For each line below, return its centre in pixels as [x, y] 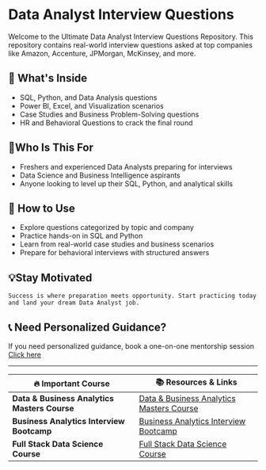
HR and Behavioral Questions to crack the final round [106, 122]
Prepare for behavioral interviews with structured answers [114, 253]
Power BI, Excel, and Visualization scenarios [91, 105]
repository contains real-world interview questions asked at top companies [131, 44]
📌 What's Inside [48, 78]
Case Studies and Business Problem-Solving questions [109, 114]
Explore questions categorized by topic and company [106, 227]
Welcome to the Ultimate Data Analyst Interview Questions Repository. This [131, 36]
